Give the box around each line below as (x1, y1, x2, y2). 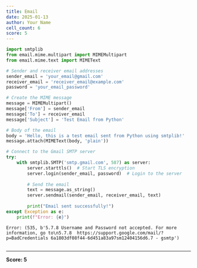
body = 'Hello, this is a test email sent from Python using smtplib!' (6, 133, 185, 138)
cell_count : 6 (6, 25, 41, 31)
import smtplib (6, 46, 43, 53)
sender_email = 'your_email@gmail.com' (6, 73, 104, 79)
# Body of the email (6, 127, 57, 133)
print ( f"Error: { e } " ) (16, 214, 69, 220)
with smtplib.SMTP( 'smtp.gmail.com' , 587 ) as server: (16, 160, 151, 165)
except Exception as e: (6, 209, 64, 215)
